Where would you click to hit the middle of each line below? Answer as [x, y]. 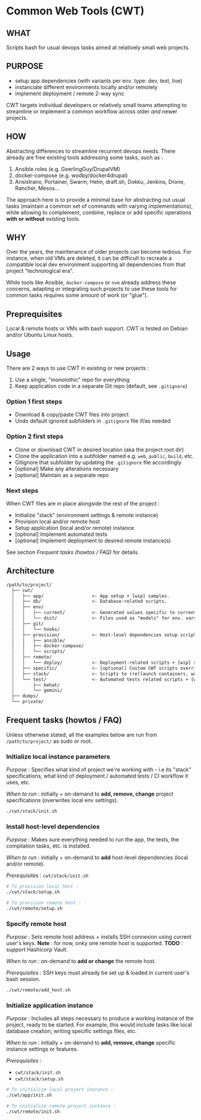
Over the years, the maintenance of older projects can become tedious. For [99, 252]
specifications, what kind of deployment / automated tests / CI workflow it [97, 776]
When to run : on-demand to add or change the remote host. [81, 961]
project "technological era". [40, 271]
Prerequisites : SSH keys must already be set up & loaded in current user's [98, 973]
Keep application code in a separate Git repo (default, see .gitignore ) [101, 386]
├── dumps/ [25, 696]
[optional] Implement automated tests [61, 534]
